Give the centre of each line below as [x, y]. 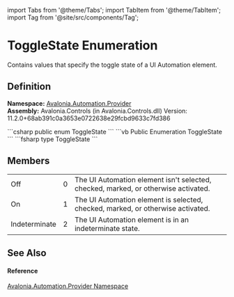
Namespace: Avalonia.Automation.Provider [69, 103]
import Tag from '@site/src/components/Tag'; [73, 17]
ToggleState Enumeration [83, 46]
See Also [27, 253]
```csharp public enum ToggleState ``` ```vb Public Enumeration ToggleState [115, 131]
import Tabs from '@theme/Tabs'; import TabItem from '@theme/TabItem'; [114, 10]
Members [29, 161]
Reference [23, 271]
